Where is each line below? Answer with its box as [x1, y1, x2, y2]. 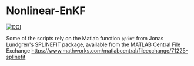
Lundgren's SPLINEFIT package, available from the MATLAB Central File [6, 41, 181, 48]
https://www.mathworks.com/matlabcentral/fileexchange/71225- [31, 47, 188, 54]
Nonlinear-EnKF [6, 4, 86, 18]
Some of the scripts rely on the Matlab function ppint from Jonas [6, 34, 164, 41]
